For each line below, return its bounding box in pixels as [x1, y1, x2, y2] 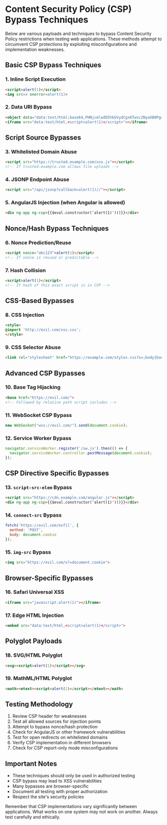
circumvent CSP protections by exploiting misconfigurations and [5, 41, 137, 47]
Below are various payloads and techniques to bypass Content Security [5, 30, 152, 36]
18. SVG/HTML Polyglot [5, 652, 63, 659]
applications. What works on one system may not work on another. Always [5, 809, 158, 815]
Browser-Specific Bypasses [5, 574, 93, 582]
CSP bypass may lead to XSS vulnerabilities [12, 778, 102, 784]
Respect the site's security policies [12, 794, 84, 800]
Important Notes [5, 759, 57, 768]
